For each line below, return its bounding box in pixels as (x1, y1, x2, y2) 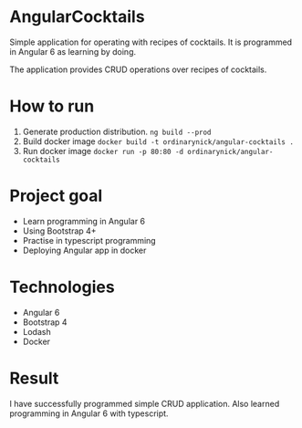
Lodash (22, 326, 52, 337)
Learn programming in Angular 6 (22, 215, 146, 226)
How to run (9, 96, 95, 117)
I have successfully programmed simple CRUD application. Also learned (9, 398, 280, 409)
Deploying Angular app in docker (22, 245, 147, 256)
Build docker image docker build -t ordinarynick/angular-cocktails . (22, 135, 295, 147)
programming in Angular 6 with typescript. (9, 408, 169, 419)
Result (9, 368, 59, 389)
